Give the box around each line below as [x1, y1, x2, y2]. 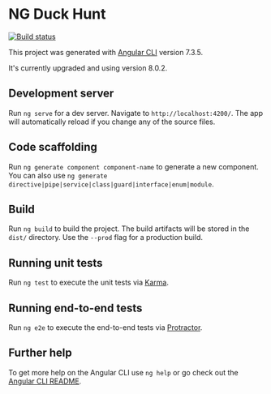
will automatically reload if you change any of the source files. [8, 117, 216, 126]
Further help [8, 346, 73, 360]
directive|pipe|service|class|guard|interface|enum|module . [8, 179, 214, 189]
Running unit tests [8, 256, 103, 270]
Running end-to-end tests [8, 301, 143, 315]
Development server [8, 87, 114, 101]
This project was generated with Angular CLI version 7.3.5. [8, 47, 204, 57]
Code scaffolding [8, 140, 97, 154]
